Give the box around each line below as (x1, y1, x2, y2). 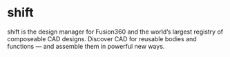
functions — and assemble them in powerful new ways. (7, 42, 165, 50)
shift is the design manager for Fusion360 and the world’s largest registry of (7, 27, 223, 36)
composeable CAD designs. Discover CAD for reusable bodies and (7, 34, 197, 43)
